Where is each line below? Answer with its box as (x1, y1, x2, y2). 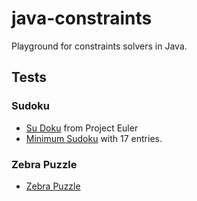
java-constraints (11, 7, 153, 30)
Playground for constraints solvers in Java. (11, 40, 188, 52)
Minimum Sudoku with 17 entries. (25, 132, 163, 144)
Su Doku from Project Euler (25, 122, 139, 134)
